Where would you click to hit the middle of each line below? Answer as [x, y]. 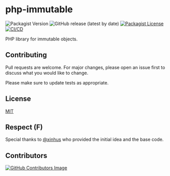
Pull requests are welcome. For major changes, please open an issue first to [85, 67]
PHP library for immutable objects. [41, 39]
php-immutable [39, 9]
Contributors [26, 155]
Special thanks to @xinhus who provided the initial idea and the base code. [84, 140]
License [18, 99]
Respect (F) [24, 127]
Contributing [26, 55]
